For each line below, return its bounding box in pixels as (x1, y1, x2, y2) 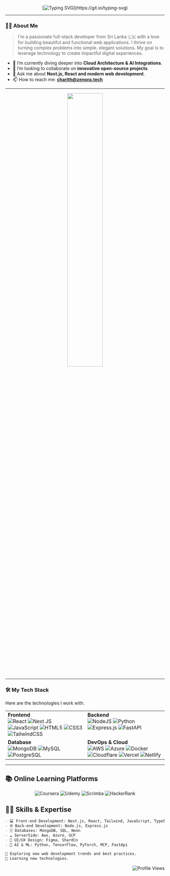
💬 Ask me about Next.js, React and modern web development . (12, 71, 145, 77)
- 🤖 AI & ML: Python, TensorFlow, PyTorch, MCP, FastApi (5, 842, 128, 847)
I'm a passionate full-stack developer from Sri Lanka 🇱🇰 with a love (17, 33, 160, 40)
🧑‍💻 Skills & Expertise (5, 805, 72, 814)
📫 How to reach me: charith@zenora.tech (12, 77, 103, 83)
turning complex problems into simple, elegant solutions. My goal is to (17, 45, 164, 51)
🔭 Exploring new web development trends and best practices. (5, 851, 137, 857)
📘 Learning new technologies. (5, 856, 69, 861)
